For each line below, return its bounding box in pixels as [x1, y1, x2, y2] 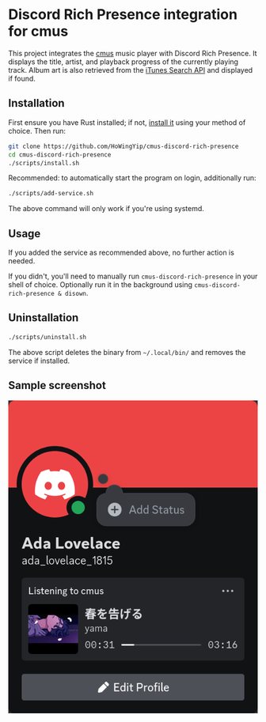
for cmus [8, 22, 69, 40]
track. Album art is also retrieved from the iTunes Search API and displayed [8, 65, 253, 74]
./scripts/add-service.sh [8, 190, 93, 198]
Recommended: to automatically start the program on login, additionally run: [8, 173, 256, 183]
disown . [64, 289, 89, 298]
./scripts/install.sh [8, 159, 80, 167]
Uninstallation [8, 311, 79, 325]
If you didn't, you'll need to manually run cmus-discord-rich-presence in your [8, 271, 258, 282]
